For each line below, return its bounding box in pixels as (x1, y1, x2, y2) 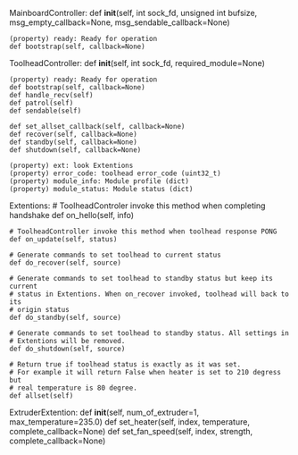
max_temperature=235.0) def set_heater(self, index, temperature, (9, 417, 250, 427)
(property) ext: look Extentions (9, 161, 134, 170)
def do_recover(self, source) (9, 258, 122, 267)
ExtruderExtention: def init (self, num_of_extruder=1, (9, 407, 200, 417)
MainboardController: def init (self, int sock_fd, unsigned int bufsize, (9, 8, 258, 18)
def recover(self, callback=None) (9, 130, 138, 139)
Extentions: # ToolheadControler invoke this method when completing (9, 200, 266, 211)
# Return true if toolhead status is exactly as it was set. (9, 360, 242, 369)
